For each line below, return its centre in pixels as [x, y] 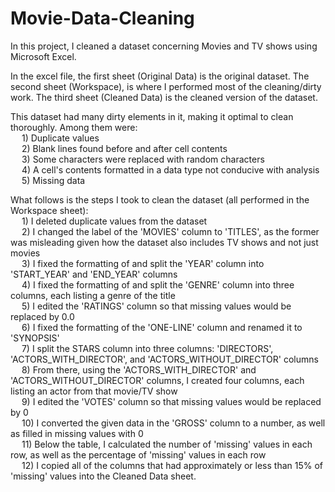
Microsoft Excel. [43, 56]
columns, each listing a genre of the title [93, 295]
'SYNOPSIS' [35, 338]
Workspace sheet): [49, 210]
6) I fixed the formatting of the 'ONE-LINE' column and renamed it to [162, 327]
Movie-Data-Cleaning [102, 18]
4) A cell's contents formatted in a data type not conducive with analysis [170, 169]
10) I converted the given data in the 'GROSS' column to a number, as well [173, 423]
